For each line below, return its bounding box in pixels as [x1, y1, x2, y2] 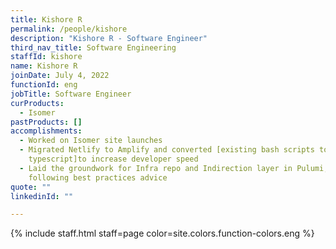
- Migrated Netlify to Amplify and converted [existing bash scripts [19, 145, 315, 155]
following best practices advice [28, 172, 168, 183]
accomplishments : [10, 126, 83, 136]
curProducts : [10, 98, 65, 108]
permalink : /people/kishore [10, 24, 128, 34]
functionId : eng [10, 80, 78, 90]
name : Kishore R [10, 61, 78, 71]
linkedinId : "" [10, 191, 74, 201]
